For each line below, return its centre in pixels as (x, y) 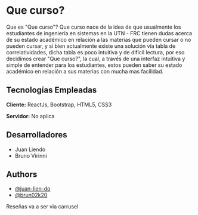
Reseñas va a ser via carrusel (42, 207)
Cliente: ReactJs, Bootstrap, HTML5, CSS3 (59, 105)
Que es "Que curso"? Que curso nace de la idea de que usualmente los (94, 27)
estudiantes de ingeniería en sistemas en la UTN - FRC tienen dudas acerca (99, 33)
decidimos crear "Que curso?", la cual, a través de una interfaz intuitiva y (96, 59)
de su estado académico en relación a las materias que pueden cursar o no (99, 39)
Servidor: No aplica (30, 116)
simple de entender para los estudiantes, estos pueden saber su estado (94, 65)
